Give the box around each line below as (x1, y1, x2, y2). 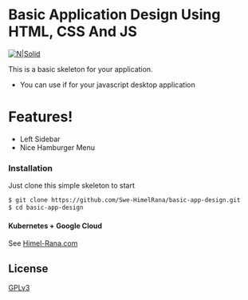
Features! (8, 108, 73, 126)
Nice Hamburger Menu (19, 142, 96, 152)
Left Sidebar (19, 134, 61, 144)
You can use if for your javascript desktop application (19, 80, 195, 89)
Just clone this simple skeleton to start (8, 181, 136, 191)
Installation (8, 162, 53, 173)
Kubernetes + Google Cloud (8, 221, 102, 231)
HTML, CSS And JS (8, 22, 137, 41)
